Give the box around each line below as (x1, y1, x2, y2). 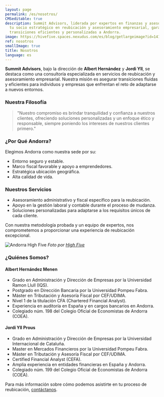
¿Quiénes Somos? (5, 254, 49, 261)
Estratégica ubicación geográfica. (12, 168, 81, 174)
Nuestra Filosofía (5, 99, 47, 105)
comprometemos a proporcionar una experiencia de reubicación (5, 228, 135, 233)
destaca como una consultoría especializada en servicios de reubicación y (5, 71, 155, 77)
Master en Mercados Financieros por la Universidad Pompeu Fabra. (12, 346, 148, 352)
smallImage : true (5, 43, 41, 48)
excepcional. (5, 232, 31, 238)
